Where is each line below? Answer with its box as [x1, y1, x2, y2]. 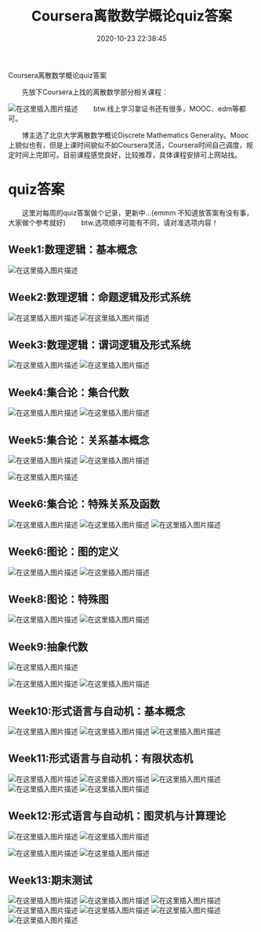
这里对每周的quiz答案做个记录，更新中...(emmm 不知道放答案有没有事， [22, 207, 254, 217]
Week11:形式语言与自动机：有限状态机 [8, 752, 194, 765]
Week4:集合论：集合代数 [8, 386, 129, 399]
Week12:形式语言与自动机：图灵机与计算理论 [8, 809, 227, 823]
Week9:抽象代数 [8, 640, 89, 653]
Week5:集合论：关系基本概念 [8, 433, 150, 446]
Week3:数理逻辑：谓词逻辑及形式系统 [8, 338, 191, 351]
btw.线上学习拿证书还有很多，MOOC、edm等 [92, 104, 240, 113]
